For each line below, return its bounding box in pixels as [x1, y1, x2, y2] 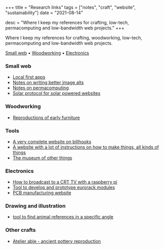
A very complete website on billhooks [12, 138, 91, 145]
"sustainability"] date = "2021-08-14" [5, 10, 83, 16]
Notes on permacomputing [12, 85, 69, 91]
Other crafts [5, 227, 36, 234]
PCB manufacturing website [12, 190, 72, 196]
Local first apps [12, 74, 46, 80]
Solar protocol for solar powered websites [12, 90, 101, 96]
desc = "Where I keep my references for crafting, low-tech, [5, 20, 129, 25]
